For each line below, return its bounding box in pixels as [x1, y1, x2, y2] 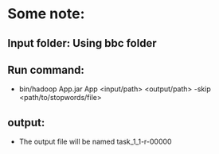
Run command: [7, 63, 84, 76]
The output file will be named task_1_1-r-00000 [18, 137, 172, 147]
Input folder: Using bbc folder [7, 37, 157, 50]
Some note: [7, 5, 85, 23]
